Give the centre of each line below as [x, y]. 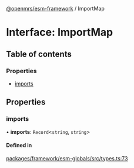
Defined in [19, 145]
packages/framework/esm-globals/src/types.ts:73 [67, 158]
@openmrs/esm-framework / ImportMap [55, 9]
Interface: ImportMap [60, 32]
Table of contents [39, 54]
